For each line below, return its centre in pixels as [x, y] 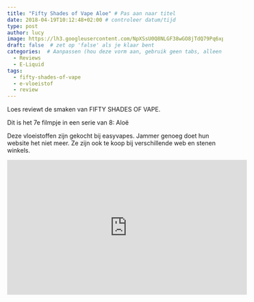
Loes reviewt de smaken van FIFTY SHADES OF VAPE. [84, 110]
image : [16, 39]
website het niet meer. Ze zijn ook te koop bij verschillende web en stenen [111, 143]
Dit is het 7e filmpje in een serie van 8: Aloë [68, 123]
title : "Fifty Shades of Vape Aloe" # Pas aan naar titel [91, 13]
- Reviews [27, 58]
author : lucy [26, 33]
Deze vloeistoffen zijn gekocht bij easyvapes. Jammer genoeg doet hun [108, 136]
